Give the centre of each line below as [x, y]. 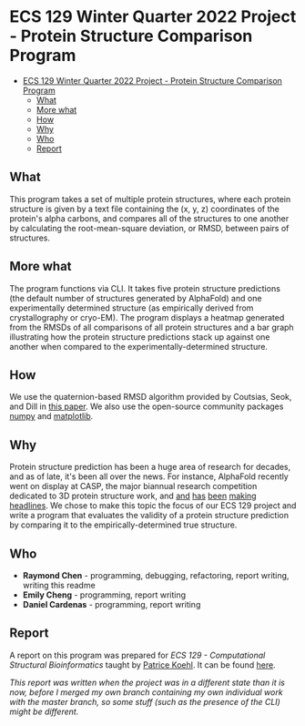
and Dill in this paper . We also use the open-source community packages [147, 406]
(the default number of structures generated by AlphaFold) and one [136, 298]
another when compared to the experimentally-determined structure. [139, 346]
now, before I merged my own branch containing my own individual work [147, 692]
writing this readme [59, 585]
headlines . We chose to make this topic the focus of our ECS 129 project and [153, 506]
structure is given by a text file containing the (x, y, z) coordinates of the [144, 209]
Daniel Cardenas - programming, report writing [112, 604]
